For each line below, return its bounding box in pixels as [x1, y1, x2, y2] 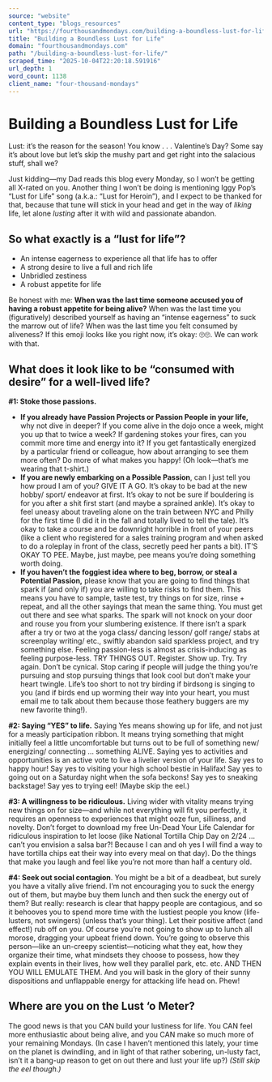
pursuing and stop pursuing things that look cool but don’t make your [19, 670, 251, 681]
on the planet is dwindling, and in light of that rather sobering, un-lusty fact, [8, 1046, 261, 1056]
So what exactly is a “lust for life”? [8, 232, 186, 246]
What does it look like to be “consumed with [8, 362, 235, 376]
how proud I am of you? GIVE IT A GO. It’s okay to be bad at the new [19, 481, 248, 491]
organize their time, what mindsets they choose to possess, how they [8, 950, 240, 960]
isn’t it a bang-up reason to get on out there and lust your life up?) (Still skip [8, 1055, 261, 1065]
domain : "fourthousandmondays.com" [8, 42, 129, 50]
